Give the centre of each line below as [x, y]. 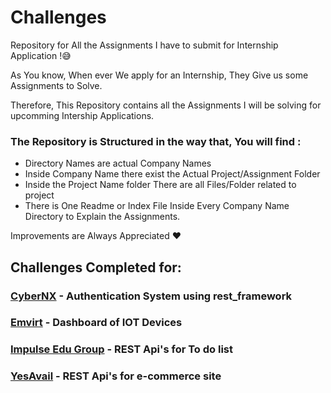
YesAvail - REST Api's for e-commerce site [116, 376]
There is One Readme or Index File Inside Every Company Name [157, 206]
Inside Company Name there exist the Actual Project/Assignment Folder [172, 174]
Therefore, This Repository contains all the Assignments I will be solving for [166, 105]
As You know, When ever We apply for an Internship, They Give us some [159, 75]
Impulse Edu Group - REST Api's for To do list [122, 349]
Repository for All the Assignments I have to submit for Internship [144, 45]
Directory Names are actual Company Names [118, 163]
